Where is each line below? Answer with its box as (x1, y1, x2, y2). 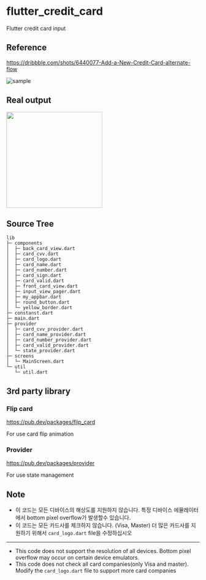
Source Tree (6, 218, 54, 229)
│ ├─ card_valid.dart (6, 278, 64, 284)
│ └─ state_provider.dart (6, 348, 75, 354)
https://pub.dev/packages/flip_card (6, 418, 96, 426)
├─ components (6, 240, 43, 246)
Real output (6, 95, 51, 106)
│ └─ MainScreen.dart (6, 358, 64, 365)
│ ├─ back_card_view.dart (6, 246, 75, 252)
